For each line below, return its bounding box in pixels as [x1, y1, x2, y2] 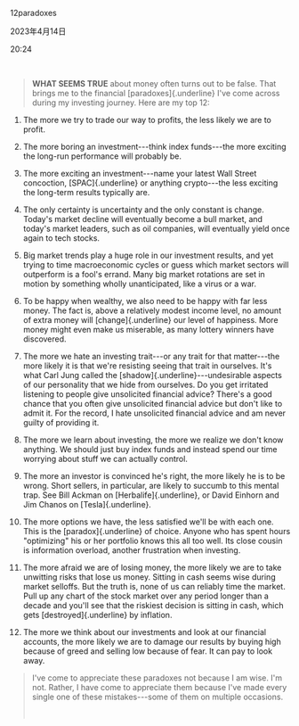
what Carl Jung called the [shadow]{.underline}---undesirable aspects [22, 370, 283, 380]
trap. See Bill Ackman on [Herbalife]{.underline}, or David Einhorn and [22, 490, 279, 500]
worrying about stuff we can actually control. [22, 454, 188, 464]
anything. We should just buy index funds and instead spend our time [22, 444, 278, 454]
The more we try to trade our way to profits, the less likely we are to [22, 115, 272, 125]
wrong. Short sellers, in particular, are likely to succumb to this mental [22, 481, 279, 491]
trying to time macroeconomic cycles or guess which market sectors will [22, 260, 289, 270]
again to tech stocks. [22, 233, 101, 243]
